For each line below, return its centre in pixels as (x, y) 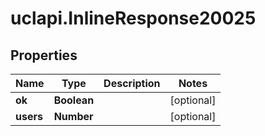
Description (132, 83)
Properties (44, 55)
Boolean (74, 100)
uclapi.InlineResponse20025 (133, 18)
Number (73, 116)
